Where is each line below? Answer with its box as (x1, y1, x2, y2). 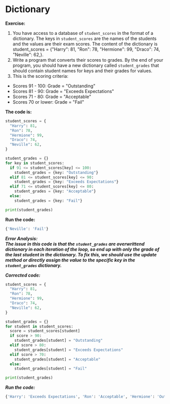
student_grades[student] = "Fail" (14, 366, 87, 371)
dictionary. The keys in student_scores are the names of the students (12, 35, 157, 41)
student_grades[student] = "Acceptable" (14, 356, 101, 362)
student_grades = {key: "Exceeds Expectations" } (14, 179, 119, 185)
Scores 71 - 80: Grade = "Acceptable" (12, 94, 92, 100)
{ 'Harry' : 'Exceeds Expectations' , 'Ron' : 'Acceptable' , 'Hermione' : (5, 394, 155, 399)
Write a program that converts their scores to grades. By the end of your (12, 57, 163, 63)
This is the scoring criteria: (12, 73, 68, 79)
